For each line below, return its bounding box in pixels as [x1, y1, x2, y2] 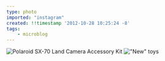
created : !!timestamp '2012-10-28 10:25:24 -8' [6, 20, 131, 26]
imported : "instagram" [6, 14, 64, 21]
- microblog [17, 31, 48, 37]
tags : [6, 25, 20, 32]
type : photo [6, 8, 37, 15]
